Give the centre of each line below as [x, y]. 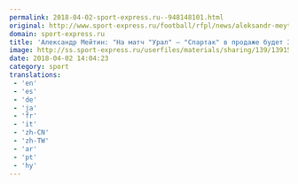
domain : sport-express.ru [57, 34]
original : [27, 26]
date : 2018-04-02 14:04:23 [59, 58]
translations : [35, 75]
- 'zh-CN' [31, 133]
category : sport [39, 67]
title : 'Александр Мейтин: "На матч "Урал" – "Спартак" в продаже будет [146, 42]
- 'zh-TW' [31, 141]
